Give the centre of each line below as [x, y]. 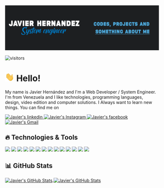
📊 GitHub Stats [29, 166]
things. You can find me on [32, 107]
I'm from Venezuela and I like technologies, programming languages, [74, 97]
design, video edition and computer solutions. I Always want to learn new [79, 102]
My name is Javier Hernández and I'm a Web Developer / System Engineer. [81, 92]
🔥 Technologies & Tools [41, 137]
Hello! [29, 78]
